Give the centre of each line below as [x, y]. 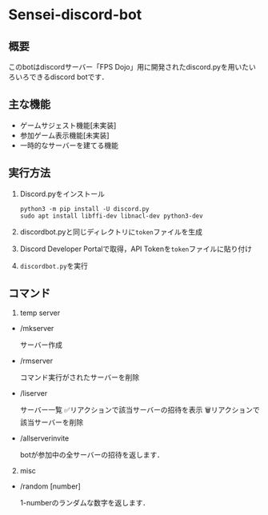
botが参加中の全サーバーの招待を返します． [92, 455]
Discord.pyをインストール [62, 194]
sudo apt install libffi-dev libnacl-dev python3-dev [111, 216]
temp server [40, 313]
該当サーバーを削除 [52, 422]
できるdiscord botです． [69, 77]
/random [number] [50, 486]
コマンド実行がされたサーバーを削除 [80, 377]
